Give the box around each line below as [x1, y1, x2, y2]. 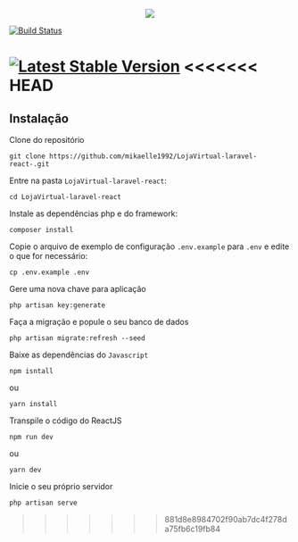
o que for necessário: [9, 251, 88, 261]
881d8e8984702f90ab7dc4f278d [164, 514, 287, 524]
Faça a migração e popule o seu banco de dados [9, 317, 189, 327]
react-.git [9, 160, 50, 169]
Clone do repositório [9, 135, 85, 145]
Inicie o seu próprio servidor [9, 481, 113, 491]
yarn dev [9, 465, 42, 474]
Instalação [9, 111, 70, 126]
